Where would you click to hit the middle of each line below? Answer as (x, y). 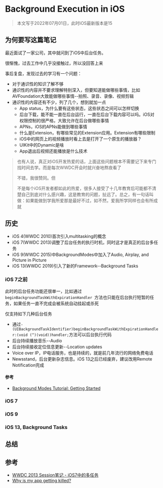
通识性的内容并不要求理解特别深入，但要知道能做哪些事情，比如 (76, 90)
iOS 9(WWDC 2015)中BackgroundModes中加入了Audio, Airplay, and (81, 255)
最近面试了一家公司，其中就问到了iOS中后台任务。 (55, 53)
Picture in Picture (29, 260)
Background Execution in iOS (65, 9)
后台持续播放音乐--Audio (37, 340)
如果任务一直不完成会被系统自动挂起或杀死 (56, 303)
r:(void (20, 335)
